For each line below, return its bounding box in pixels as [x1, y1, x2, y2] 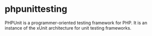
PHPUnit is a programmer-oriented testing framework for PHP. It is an [4, 20, 148, 26]
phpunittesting [4, 3, 68, 15]
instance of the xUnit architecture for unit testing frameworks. [4, 25, 132, 31]
